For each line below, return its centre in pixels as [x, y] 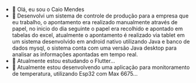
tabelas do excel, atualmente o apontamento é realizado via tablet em [98, 35]
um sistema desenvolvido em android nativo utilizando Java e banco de [101, 41]
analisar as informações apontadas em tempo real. [75, 54]
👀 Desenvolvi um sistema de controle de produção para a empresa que [100, 16]
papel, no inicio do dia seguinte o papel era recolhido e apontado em [97, 28]
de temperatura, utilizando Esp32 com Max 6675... [75, 74]
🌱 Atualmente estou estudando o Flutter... [64, 61]
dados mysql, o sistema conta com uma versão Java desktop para [94, 48]
